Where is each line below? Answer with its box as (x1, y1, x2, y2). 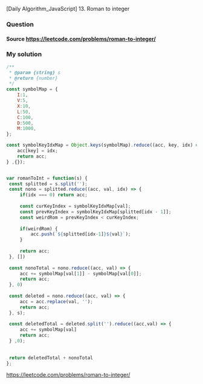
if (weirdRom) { (19, 226, 59, 232)
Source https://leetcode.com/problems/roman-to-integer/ (6, 35, 156, 42)
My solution (6, 50, 42, 59)
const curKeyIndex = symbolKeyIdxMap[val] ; (19, 203, 131, 210)
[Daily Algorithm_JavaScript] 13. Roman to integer (6, 5, 130, 12)
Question (6, 20, 34, 28)
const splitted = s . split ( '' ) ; (8, 181, 88, 187)
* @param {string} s (8, 69, 61, 75)
